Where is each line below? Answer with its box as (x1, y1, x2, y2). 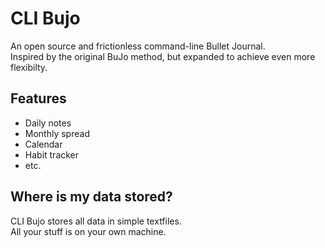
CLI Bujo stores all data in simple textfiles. (10, 215, 182, 227)
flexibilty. (10, 61, 48, 73)
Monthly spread (24, 127, 90, 139)
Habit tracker (24, 148, 80, 161)
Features (10, 90, 67, 107)
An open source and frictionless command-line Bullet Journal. (10, 40, 266, 52)
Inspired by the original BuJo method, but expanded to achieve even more (10, 50, 316, 62)
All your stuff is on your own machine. (10, 225, 167, 237)
